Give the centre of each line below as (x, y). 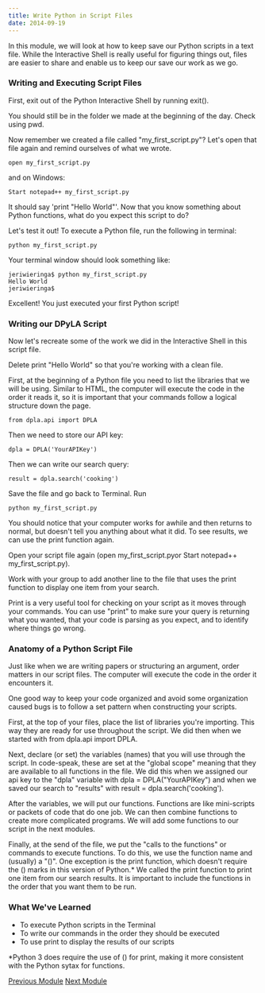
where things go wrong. (47, 628)
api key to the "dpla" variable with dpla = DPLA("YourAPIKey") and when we (132, 780)
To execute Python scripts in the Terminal (88, 925)
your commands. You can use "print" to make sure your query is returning (129, 611)
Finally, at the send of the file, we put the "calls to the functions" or (117, 844)
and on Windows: (37, 177)
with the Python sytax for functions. (67, 965)
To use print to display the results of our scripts (97, 941)
